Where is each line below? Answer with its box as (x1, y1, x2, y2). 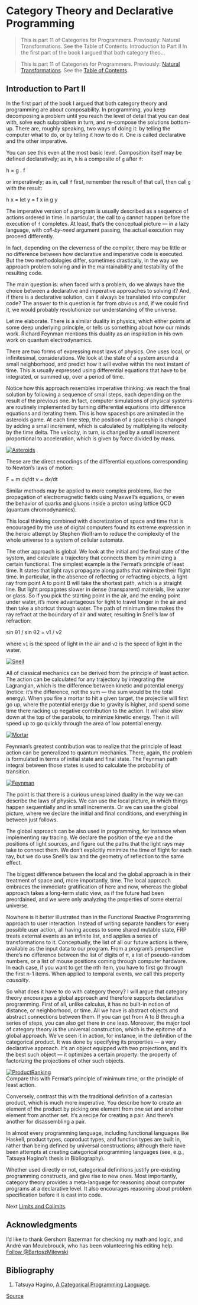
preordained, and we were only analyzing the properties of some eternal (6, 895, 182, 903)
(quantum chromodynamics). (6, 506, 77, 513)
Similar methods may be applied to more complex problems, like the (6, 487, 171, 494)
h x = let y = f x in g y (6, 196, 58, 203)
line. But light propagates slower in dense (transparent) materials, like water (6, 586, 190, 593)
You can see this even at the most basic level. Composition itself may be (6, 149, 182, 156)
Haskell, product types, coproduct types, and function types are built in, (6, 1136, 181, 1143)
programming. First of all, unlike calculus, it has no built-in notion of (6, 1000, 170, 1007)
